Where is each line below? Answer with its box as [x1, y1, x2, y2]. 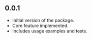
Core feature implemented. [12, 22, 69, 28]
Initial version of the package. [12, 17, 75, 23]
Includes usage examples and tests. [12, 27, 87, 34]
